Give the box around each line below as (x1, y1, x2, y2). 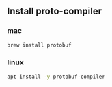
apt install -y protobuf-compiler (7, 73, 106, 80)
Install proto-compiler (7, 5, 102, 17)
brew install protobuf (7, 41, 72, 49)
